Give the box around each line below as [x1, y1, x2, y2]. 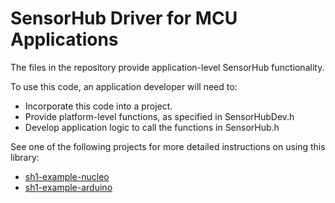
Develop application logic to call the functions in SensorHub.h [24, 121, 280, 133]
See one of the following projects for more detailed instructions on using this [10, 140, 326, 152]
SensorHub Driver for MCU [10, 7, 238, 30]
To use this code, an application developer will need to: [10, 80, 238, 92]
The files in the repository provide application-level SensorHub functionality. [10, 61, 325, 73]
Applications [10, 28, 119, 51]
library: [10, 151, 40, 163]
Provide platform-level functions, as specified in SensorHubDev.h [24, 110, 295, 122]
